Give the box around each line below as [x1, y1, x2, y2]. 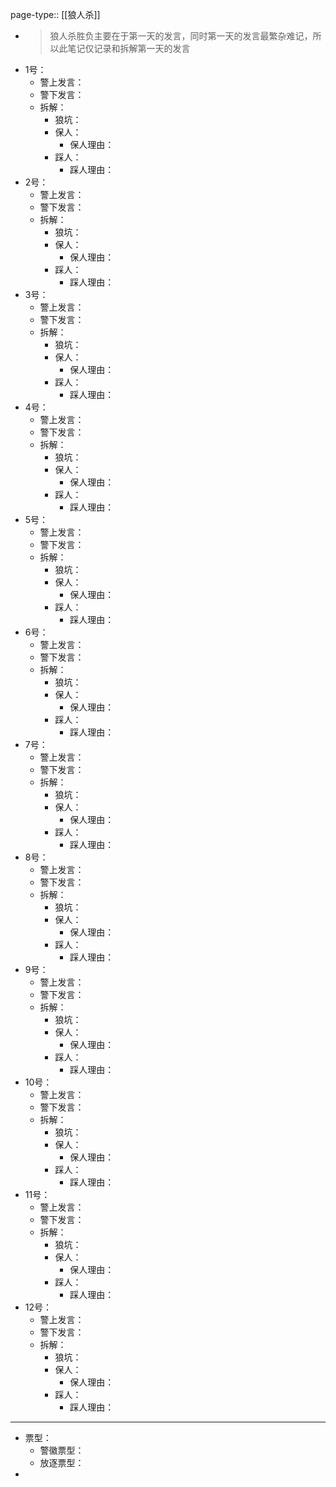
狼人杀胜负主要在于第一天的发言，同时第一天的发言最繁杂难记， [49, 30, 313, 42]
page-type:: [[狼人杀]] [10, 9, 101, 20]
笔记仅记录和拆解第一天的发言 [67, 43, 191, 54]
